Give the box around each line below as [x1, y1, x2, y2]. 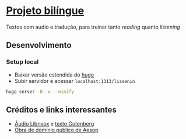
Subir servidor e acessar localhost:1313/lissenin [14, 77, 135, 84]
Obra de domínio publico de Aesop [14, 127, 99, 134]
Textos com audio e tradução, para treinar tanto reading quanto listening [6, 23, 181, 30]
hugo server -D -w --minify [6, 89, 75, 95]
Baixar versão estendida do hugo [14, 71, 94, 78]
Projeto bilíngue [6, 4, 85, 18]
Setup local [6, 58, 39, 66]
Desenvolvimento [6, 40, 72, 50]
